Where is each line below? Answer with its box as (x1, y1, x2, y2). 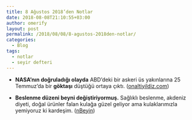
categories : (6, 37, 36, 43)
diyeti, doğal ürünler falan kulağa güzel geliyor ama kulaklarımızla (14, 100, 178, 107)
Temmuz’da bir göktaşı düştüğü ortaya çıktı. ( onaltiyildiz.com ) (14, 82, 170, 89)
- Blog (11, 43, 28, 49)
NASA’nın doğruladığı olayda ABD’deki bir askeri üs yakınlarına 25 (14, 76, 181, 83)
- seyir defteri (11, 59, 53, 65)
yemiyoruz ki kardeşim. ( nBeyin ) (14, 107, 95, 114)
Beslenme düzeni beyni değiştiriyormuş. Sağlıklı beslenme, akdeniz (14, 94, 187, 101)
